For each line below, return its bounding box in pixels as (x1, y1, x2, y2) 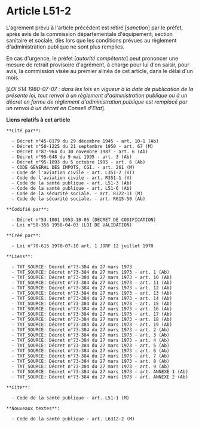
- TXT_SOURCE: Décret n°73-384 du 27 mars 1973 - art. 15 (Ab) (11, 301, 172, 307)
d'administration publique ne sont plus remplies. (6, 43, 125, 50)
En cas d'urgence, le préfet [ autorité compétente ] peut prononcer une (6, 54, 179, 62)
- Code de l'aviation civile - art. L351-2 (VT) (11, 169, 135, 175)
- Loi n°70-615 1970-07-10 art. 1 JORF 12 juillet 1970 (11, 243, 154, 249)
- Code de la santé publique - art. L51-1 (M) (11, 395, 130, 401)
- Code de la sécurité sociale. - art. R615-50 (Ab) (11, 196, 146, 202)
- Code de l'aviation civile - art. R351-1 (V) (11, 175, 133, 181)
